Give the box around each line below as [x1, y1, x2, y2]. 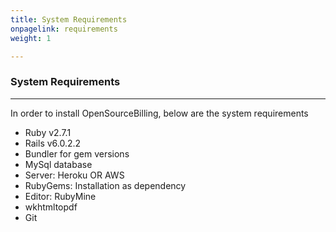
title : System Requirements [10, 14, 128, 25]
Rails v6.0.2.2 [24, 137, 82, 149]
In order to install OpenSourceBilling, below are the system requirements [10, 107, 309, 119]
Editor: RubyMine [24, 190, 97, 202]
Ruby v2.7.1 [24, 126, 72, 138]
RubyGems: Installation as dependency [24, 179, 187, 191]
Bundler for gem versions [24, 147, 130, 160]
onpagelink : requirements [10, 24, 118, 34]
